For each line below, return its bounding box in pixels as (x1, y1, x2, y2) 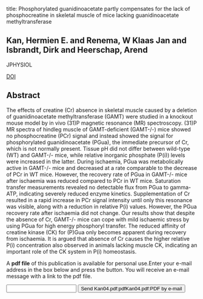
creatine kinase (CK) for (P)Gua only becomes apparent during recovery (6, 228, 187, 235)
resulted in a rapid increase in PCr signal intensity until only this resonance (6, 196, 193, 203)
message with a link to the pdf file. (6, 272, 93, 280)
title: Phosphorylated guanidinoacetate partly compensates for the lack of (6, 5, 190, 12)
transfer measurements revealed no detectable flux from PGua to (6, 183, 169, 191)
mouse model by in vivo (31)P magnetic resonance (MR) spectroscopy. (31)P (6, 119, 197, 126)
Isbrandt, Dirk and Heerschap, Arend (6, 45, 148, 55)
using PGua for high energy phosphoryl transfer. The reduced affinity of (6, 222, 186, 229)
